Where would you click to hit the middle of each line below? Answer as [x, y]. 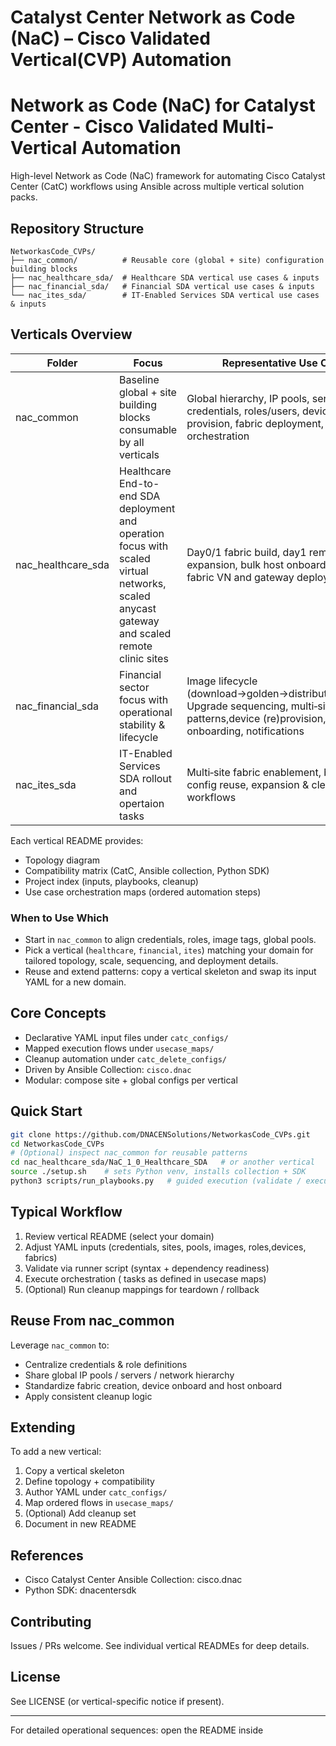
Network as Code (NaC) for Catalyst [163, 105]
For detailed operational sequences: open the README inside [137, 1730]
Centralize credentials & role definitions [106, 1364]
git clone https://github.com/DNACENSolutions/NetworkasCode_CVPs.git [160, 1134]
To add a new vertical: [56, 1452]
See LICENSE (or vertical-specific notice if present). [117, 1701]
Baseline [139, 379]
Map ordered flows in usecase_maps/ [99, 1503]
